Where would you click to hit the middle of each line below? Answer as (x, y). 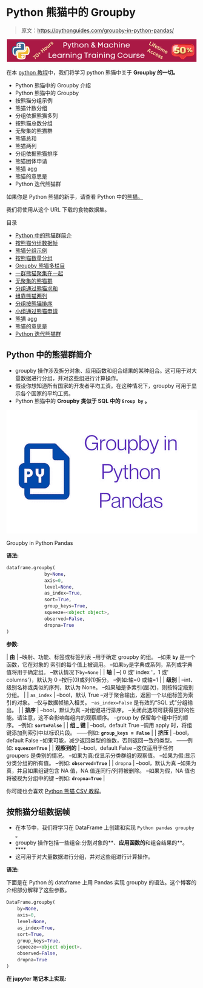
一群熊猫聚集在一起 (39, 273)
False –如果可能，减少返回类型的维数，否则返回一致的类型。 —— (106, 740)
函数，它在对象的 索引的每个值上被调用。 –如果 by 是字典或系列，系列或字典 (99, 664)
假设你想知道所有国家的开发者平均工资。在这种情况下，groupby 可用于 (103, 386)
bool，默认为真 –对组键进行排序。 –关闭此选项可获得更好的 (116, 710)
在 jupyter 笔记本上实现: (36, 978)
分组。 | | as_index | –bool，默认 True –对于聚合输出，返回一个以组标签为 (97, 695)
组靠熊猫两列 (31, 296)
